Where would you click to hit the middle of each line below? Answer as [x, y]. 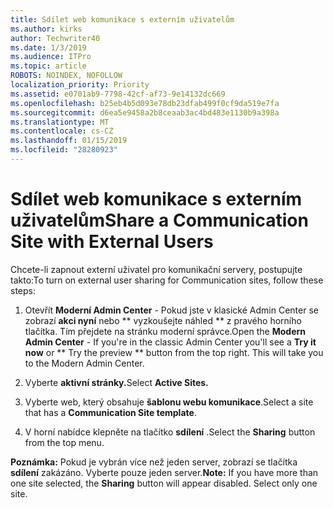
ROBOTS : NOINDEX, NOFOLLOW [66, 76]
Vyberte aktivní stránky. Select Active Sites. [116, 382]
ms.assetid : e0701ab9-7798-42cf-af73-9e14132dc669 [118, 94]
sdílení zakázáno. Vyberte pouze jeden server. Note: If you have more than [164, 472]
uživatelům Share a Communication [159, 220]
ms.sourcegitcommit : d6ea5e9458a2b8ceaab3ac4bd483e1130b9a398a [145, 112]
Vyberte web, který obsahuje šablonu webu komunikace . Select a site [169, 402]
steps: [23, 290]
